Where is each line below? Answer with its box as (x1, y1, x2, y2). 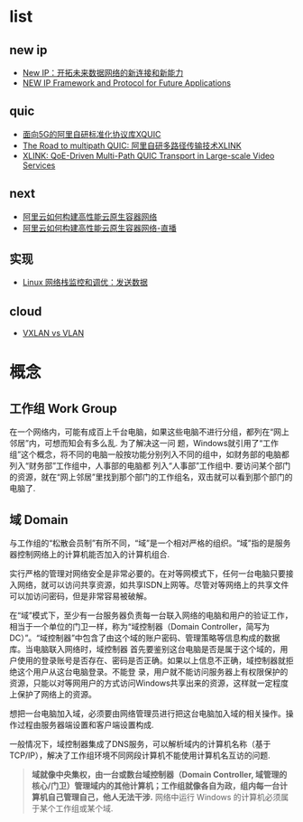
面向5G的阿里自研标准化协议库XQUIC (22, 128, 161, 139)
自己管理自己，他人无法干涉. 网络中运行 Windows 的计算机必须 (47, 792, 281, 803)
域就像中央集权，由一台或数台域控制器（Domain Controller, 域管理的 (31, 770, 288, 780)
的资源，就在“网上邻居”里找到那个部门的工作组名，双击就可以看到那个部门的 (9, 472, 293, 482)
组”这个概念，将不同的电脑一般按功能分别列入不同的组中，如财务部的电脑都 (9, 449, 290, 460)
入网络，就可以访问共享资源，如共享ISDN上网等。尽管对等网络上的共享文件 (9, 580, 289, 591)
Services (22, 160, 56, 171)
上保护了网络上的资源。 (9, 689, 96, 700)
